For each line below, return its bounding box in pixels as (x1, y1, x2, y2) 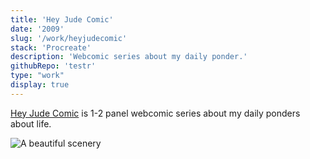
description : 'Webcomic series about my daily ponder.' (10, 52, 248, 62)
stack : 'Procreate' (10, 42, 92, 53)
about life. (10, 117, 52, 130)
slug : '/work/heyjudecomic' (10, 33, 128, 43)
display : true (10, 80, 70, 90)
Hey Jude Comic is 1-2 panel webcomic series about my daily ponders (10, 107, 301, 119)
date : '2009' (10, 24, 65, 34)
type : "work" (10, 71, 65, 81)
